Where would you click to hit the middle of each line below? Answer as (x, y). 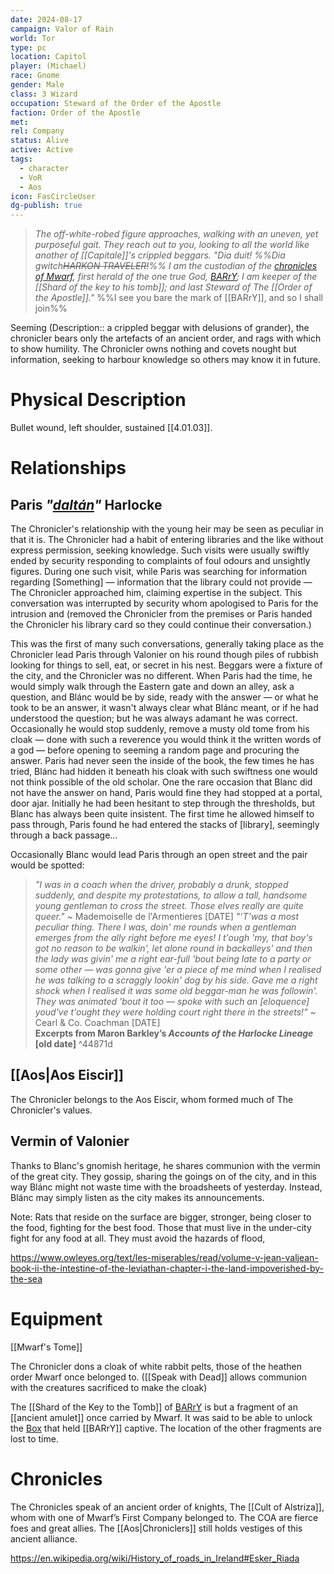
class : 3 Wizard (44, 94)
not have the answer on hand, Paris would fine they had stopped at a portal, (166, 793)
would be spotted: (47, 865)
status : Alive (40, 141)
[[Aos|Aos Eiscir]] (67, 1075)
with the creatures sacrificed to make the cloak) (109, 1387)
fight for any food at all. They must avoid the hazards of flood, (138, 1238)
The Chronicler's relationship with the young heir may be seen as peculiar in (167, 529)
